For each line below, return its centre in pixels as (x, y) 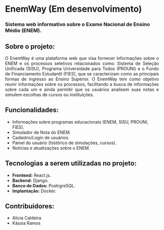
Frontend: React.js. (31, 175)
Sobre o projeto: (30, 46)
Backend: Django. (30, 180)
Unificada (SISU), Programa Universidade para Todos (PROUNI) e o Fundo (82, 68)
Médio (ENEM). (23, 30)
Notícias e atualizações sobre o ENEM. (51, 148)
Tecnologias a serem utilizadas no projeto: (71, 164)
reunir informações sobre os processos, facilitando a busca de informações (82, 84)
